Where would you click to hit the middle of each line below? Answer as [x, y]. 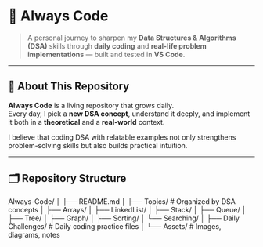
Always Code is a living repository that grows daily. [91, 105]
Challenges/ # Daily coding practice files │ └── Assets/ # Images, [115, 226]
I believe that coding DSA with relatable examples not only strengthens [122, 137]
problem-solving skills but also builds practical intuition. [98, 145]
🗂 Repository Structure [67, 178]
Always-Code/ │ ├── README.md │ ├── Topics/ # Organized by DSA [122, 201]
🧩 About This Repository [69, 87]
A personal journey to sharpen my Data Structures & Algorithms [131, 38]
